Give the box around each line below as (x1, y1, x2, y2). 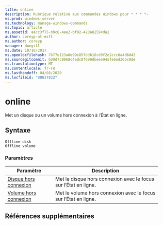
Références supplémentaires (5, 212, 95, 221)
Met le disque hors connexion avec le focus (55, 175, 154, 182)
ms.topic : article (5, 25, 42, 30)
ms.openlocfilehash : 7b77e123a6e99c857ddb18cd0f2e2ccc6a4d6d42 (5, 52, 136, 57)
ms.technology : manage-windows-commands (5, 20, 88, 26)
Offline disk (5, 139, 32, 144)
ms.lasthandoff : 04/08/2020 (5, 71, 62, 75)
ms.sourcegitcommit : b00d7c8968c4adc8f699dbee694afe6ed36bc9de (5, 57, 136, 62)
